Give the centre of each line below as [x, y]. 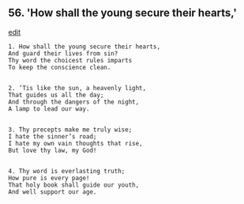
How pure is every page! [49, 178]
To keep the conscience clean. [60, 67]
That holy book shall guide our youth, [74, 185]
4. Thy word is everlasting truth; [67, 171]
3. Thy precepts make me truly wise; [70, 130]
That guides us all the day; [56, 95]
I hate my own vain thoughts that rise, [76, 143]
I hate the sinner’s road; [53, 136]
